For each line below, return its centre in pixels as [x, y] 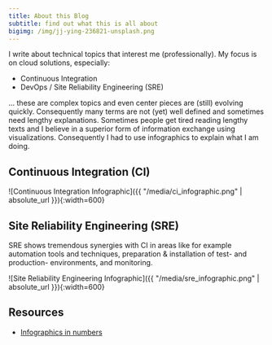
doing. [19, 146]
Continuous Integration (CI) [79, 172]
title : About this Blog [49, 16]
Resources [36, 313]
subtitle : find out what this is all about [83, 24]
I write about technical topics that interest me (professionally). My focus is [133, 55]
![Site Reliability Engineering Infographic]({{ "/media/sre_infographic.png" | [134, 278]
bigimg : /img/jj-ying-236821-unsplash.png [81, 31]
